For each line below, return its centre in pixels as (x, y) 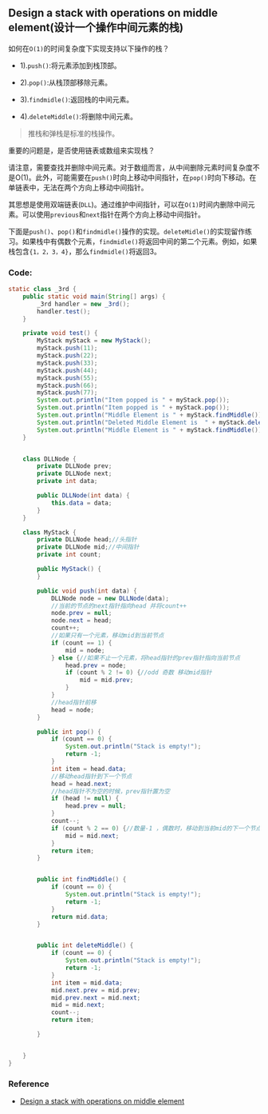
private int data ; (67, 481)
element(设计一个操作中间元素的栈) (96, 28)
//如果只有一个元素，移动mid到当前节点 (107, 636)
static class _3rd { (43, 289)
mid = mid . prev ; (106, 680)
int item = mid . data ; (87, 983)
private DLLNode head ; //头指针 (87, 540)
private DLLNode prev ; (75, 466)
